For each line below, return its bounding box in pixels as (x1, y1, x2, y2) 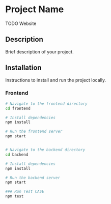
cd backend (5, 152, 29, 157)
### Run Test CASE (5, 189, 44, 194)
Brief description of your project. (5, 48, 74, 54)
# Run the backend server (5, 175, 60, 180)
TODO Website (5, 20, 37, 26)
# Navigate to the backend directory (5, 148, 86, 153)
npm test (5, 194, 24, 199)
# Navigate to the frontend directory (5, 101, 88, 106)
